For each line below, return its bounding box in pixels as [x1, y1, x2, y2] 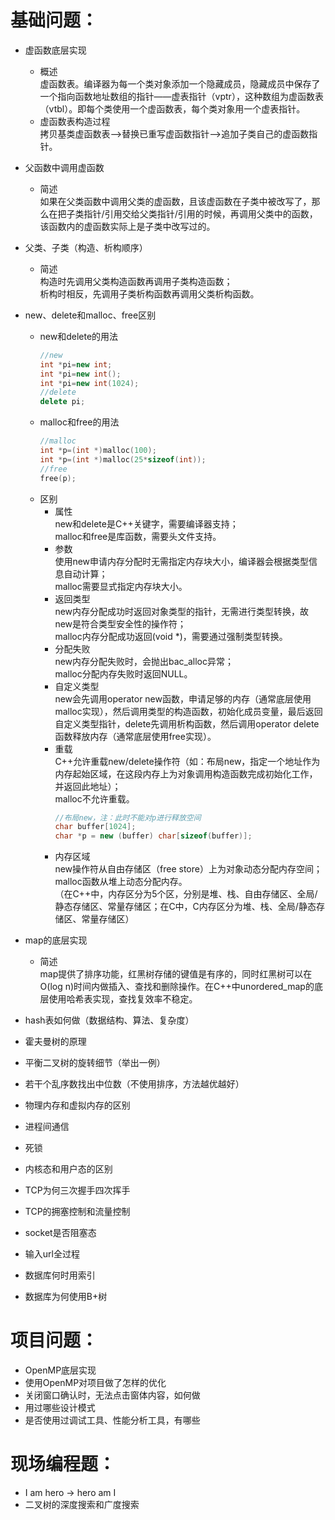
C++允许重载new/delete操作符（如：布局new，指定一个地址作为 [54, 755, 321, 767]
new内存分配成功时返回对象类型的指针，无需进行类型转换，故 [54, 605, 310, 617]
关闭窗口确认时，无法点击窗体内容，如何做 [24, 1389, 201, 1401]
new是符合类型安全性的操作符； [54, 617, 187, 630]
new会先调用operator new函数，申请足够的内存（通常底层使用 [54, 692, 312, 705]
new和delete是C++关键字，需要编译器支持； [54, 517, 239, 530]
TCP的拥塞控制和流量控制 [24, 1206, 131, 1218]
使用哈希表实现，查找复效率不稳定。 [48, 993, 198, 1005]
